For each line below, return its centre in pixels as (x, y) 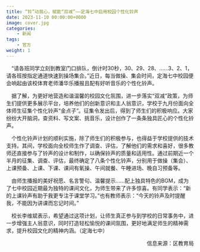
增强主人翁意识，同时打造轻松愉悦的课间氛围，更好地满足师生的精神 (100, 223)
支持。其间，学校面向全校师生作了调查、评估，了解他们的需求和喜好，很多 (97, 145)
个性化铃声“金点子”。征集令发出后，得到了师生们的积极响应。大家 (112, 110)
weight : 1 (18, 51)
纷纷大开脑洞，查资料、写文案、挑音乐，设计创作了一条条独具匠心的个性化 (97, 118)
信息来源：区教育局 (170, 243)
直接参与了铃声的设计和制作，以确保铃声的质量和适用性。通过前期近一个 (105, 153)
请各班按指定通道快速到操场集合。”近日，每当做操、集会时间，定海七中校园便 (100, 76)
